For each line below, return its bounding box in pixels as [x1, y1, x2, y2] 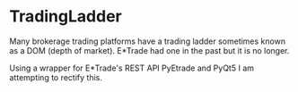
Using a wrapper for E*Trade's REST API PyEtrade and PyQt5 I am [9, 63, 254, 73]
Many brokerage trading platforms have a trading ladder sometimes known [9, 36, 285, 46]
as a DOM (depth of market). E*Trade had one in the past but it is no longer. [9, 45, 290, 55]
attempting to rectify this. [9, 71, 103, 82]
